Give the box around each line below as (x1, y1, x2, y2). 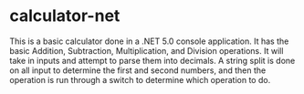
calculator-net (9, 5, 121, 26)
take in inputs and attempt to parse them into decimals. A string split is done (9, 55, 296, 66)
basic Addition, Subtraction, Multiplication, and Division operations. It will (9, 45, 284, 56)
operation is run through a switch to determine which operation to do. (9, 74, 271, 85)
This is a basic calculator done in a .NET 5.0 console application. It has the (9, 36, 289, 47)
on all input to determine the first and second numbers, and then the (9, 65, 267, 76)
